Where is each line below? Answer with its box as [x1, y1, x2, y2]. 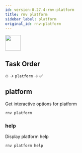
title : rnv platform [5, 12, 48, 17]
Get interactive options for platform [5, 101, 77, 107]
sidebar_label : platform [5, 16, 57, 21]
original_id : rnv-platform [5, 21, 61, 26]
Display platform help [5, 134, 49, 140]
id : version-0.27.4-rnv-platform [5, 7, 75, 12]
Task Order [5, 59, 41, 68]
